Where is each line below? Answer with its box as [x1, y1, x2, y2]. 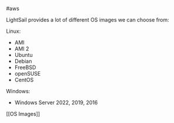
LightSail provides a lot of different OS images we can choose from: [6, 16, 169, 23]
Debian [14, 58, 32, 64]
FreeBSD [14, 64, 36, 71]
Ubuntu [14, 52, 33, 58]
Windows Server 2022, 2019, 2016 [14, 99, 98, 106]
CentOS [14, 76, 34, 83]
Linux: [6, 28, 21, 35]
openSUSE [14, 70, 41, 77]
